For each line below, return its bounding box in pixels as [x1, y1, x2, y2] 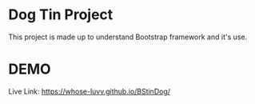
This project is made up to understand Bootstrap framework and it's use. [8, 32, 248, 42]
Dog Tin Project [8, 6, 114, 24]
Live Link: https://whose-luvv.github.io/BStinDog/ [8, 86, 170, 96]
